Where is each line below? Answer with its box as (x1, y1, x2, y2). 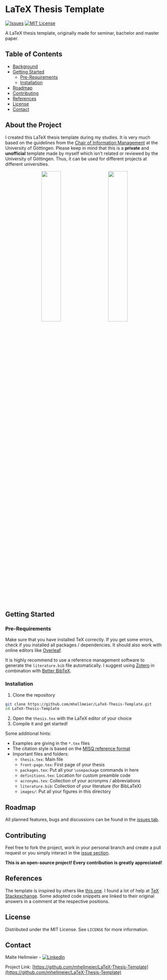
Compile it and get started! (12, 721, 68, 727)
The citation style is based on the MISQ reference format (12, 746, 131, 752)
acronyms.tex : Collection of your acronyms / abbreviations (20, 778, 141, 784)
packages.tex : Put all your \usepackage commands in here (20, 767, 139, 773)
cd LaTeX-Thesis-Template (5, 706, 59, 711)
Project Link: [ (5, 964, 34, 970)
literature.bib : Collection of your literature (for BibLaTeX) (20, 783, 142, 789)
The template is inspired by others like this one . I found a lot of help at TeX (5, 887, 159, 893)
